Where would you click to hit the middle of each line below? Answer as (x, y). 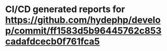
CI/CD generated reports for (65, 9)
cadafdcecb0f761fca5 (52, 42)
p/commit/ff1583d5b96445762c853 (83, 31)
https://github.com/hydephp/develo (83, 20)
